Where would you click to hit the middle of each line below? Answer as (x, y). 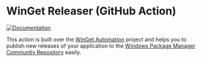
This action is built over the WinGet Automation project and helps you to (96, 39)
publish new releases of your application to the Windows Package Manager (101, 46)
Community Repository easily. (44, 52)
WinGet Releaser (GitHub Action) (91, 11)
